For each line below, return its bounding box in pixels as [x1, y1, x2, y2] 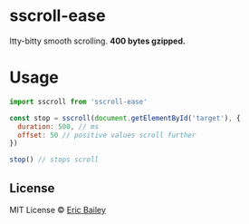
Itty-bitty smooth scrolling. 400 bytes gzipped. [9, 35, 186, 46]
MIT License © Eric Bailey [9, 204, 107, 215]
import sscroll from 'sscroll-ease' [9, 97, 148, 106]
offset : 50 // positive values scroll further [17, 131, 196, 140]
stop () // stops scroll [9, 155, 100, 164]
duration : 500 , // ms [17, 122, 100, 131]
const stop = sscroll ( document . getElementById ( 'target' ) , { [9, 113, 242, 122]
